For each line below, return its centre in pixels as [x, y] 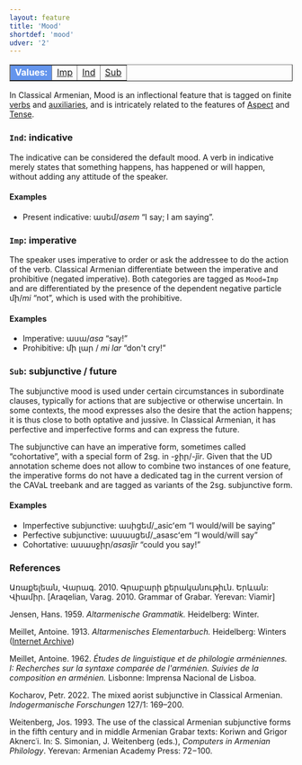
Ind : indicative [41, 138]
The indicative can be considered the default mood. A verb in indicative [142, 157]
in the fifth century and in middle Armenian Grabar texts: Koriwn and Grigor [148, 732]
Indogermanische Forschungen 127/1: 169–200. [97, 705]
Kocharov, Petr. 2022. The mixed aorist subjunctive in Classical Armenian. [146, 695]
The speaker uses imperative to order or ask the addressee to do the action [149, 260]
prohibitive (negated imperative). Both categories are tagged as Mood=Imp [144, 279]
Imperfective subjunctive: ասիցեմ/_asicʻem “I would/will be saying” [149, 525]
